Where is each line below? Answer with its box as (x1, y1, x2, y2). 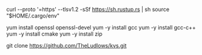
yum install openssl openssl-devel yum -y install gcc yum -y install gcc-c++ (6, 24, 196, 31)
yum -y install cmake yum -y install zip (6, 30, 103, 37)
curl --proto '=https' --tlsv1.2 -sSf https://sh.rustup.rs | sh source (6, 6, 170, 13)
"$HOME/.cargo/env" (6, 12, 59, 19)
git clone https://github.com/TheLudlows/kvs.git (6, 42, 127, 49)
